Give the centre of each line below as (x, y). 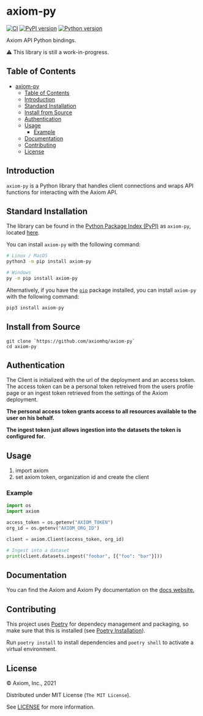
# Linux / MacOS (27, 256)
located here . (23, 233)
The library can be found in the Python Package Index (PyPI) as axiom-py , (99, 226)
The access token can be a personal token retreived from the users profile (100, 387)
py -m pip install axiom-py (42, 278)
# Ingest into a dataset (38, 550)
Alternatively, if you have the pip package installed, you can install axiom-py (102, 290)
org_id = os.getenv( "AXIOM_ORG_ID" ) (53, 528)
